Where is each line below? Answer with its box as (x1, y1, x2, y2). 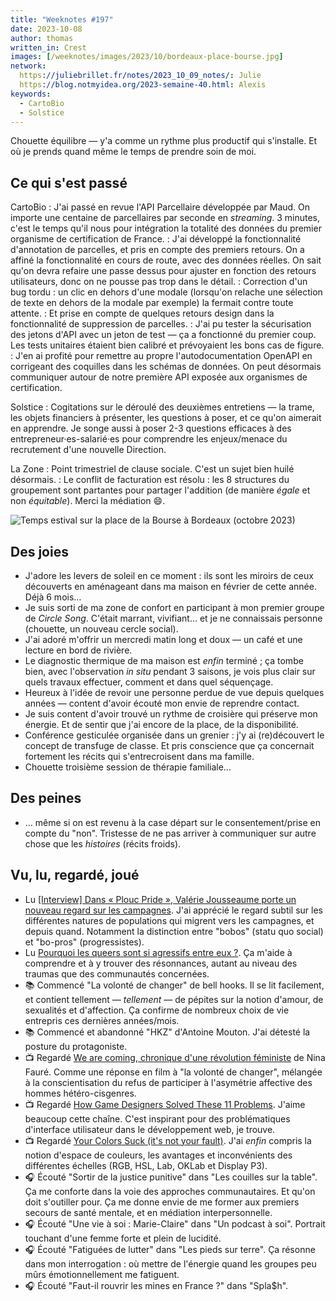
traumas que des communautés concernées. (24, 967, 210, 980)
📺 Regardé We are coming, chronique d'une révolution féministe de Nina (24, 1051, 326, 1063)
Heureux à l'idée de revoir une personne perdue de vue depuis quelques (24, 687, 325, 698)
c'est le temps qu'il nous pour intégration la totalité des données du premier (10, 222, 322, 235)
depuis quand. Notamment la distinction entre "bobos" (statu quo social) (24, 925, 324, 937)
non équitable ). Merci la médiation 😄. (10, 495, 166, 507)
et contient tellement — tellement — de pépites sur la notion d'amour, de (24, 993, 324, 1005)
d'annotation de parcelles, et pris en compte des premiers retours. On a (10, 244, 305, 256)
